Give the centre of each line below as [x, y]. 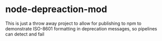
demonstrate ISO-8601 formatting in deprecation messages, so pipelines [81, 28]
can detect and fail [25, 34]
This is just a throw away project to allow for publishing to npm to [73, 23]
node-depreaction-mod [56, 9]
